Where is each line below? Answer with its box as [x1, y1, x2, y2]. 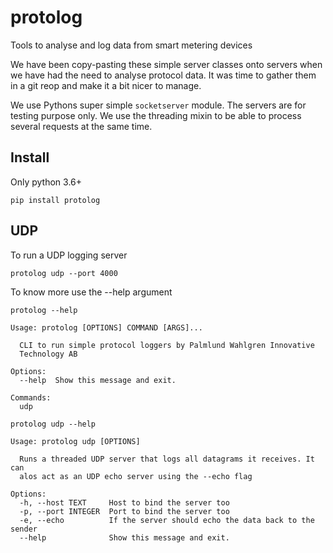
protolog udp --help [10, 419, 97, 429]
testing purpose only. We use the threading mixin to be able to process [10, 109, 302, 121]
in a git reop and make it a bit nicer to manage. [10, 79, 202, 91]
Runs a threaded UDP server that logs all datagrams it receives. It [19, 454, 315, 464]
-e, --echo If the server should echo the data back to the [19, 515, 315, 525]
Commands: [10, 392, 52, 403]
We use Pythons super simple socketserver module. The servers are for [10, 99, 307, 111]
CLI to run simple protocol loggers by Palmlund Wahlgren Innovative [19, 340, 315, 350]
